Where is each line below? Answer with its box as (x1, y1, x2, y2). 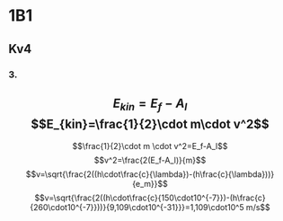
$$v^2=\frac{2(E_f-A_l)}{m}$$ (93, 155, 207, 165)
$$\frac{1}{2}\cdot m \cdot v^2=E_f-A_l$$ (72, 140, 228, 151)
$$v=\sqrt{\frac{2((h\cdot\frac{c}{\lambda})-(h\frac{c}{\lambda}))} (25, 168, 275, 180)
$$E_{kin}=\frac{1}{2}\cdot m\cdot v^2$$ (30, 117, 270, 132)
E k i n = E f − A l (112, 95, 188, 113)
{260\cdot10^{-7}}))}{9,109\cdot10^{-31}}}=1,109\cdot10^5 (30, 201, 244, 212)
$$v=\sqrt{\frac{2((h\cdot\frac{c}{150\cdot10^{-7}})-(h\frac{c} (34, 192, 266, 203)
